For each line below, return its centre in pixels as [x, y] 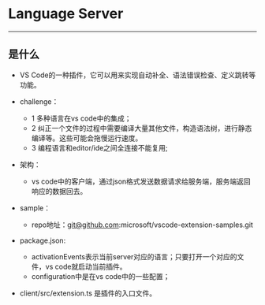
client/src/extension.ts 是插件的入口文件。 [88, 293]
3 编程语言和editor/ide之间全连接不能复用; [99, 147]
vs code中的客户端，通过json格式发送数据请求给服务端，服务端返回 [141, 181]
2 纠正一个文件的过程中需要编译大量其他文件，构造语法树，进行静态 [142, 128]
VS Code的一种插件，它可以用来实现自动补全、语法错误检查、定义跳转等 [138, 75]
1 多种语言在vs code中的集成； [81, 118]
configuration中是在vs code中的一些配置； [101, 276]
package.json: [43, 240]
